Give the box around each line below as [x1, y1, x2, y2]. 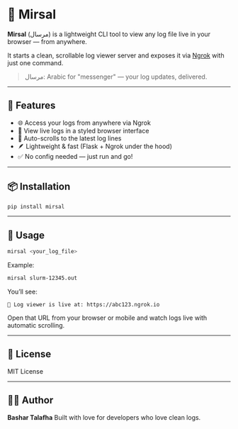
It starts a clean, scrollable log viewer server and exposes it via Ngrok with [7, 51, 225, 60]
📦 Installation [7, 181, 71, 193]
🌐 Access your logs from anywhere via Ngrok [17, 118, 151, 127]
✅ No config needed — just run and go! [17, 152, 133, 160]
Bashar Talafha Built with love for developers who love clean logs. [7, 413, 201, 421]
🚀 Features [7, 99, 56, 112]
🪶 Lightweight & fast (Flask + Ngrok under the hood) [17, 142, 172, 150]
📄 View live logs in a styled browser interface [17, 126, 149, 135]
